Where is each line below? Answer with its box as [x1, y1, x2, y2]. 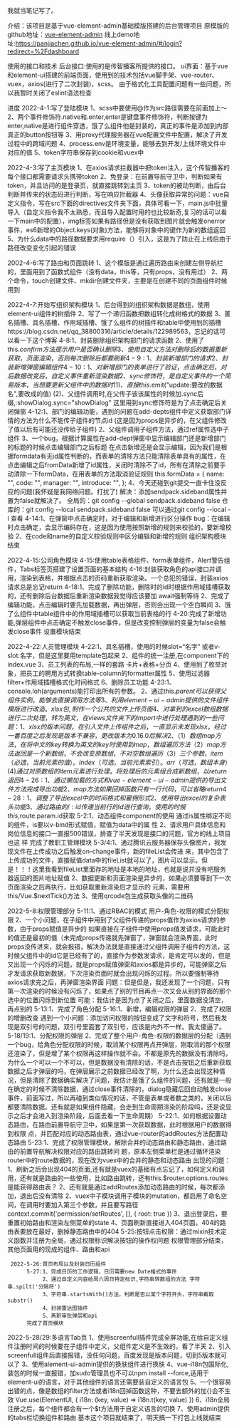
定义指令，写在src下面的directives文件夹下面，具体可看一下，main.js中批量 [7, 199, 228, 207]
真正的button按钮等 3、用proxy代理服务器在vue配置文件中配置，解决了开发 [7, 130, 228, 139]
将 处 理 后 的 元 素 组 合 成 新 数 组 [115, 767, 197, 775]
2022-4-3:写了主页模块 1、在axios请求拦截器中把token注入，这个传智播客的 [7, 163, 230, 172]
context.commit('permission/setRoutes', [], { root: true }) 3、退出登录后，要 [7, 1209, 228, 1218]
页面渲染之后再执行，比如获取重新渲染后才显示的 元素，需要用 [7, 882, 190, 891]
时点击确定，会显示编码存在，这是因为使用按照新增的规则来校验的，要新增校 [7, 523, 232, 531]
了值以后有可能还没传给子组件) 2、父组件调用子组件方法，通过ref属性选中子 [7, 425, 229, 433]
